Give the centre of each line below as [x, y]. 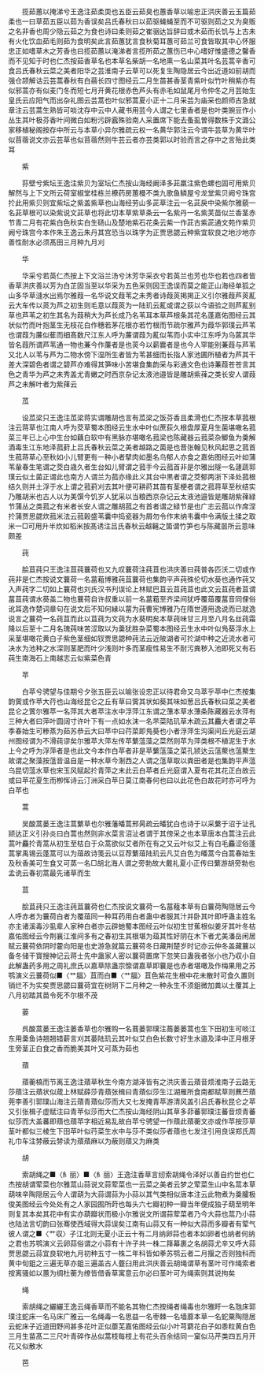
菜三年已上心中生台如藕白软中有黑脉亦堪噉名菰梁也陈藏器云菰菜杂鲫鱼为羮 [128, 437]
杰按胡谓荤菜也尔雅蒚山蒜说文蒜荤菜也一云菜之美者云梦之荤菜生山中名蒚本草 [132, 1184]
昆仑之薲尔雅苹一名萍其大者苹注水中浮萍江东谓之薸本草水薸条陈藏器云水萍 [128, 711]
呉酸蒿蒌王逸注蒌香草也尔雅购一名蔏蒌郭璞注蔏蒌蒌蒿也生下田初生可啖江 [139, 1028]
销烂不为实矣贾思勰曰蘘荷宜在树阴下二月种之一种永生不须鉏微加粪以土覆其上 [132, 985]
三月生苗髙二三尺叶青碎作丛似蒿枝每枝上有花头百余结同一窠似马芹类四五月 [128, 1336]
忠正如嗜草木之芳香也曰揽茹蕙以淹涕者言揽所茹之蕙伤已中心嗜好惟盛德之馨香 [132, 51]
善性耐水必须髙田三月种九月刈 [56, 242]
